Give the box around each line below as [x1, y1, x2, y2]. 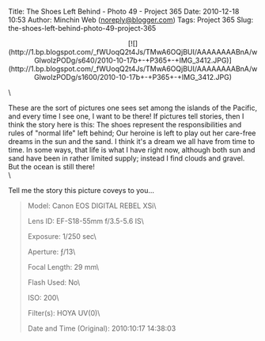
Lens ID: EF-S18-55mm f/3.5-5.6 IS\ [27, 217, 145, 225]
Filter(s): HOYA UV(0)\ [27, 309, 100, 317]
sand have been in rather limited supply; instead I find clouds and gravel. [8, 153, 245, 163]
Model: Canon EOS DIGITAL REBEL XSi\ [27, 201, 157, 210]
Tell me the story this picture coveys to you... [8, 186, 155, 195]
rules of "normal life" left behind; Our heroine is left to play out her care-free [8, 128, 256, 138]
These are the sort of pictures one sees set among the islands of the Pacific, [8, 103, 258, 112]
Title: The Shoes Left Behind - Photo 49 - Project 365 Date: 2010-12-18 [8, 7, 240, 16]
